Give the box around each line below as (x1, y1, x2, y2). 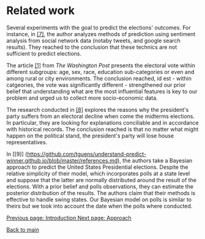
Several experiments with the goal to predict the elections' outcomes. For (6, 24, 192, 31)
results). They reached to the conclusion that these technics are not (6, 43, 177, 51)
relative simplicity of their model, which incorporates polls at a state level (6, 169, 190, 177)
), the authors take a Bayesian (117, 156, 193, 164)
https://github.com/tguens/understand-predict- (27, 150, 147, 158)
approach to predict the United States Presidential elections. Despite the (6, 163, 188, 171)
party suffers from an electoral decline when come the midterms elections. (6, 112, 195, 120)
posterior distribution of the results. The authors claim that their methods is (6, 189, 196, 196)
